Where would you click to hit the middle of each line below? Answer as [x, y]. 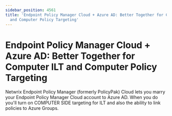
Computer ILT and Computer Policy [81, 67]
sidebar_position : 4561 [31, 10]
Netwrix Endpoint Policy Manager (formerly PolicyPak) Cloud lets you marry [85, 92]
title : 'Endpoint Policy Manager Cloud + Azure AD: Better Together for [84, 15]
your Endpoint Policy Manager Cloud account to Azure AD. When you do [82, 98]
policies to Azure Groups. [32, 108]
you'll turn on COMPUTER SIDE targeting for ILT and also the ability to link [83, 103]
